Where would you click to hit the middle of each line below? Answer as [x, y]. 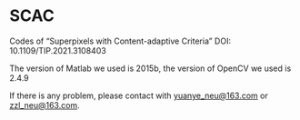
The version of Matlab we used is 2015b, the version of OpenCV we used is [150, 68]
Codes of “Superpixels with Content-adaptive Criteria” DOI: [120, 41]
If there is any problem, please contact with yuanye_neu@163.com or [139, 95]
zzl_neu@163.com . [45, 105]
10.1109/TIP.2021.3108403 [58, 50]
